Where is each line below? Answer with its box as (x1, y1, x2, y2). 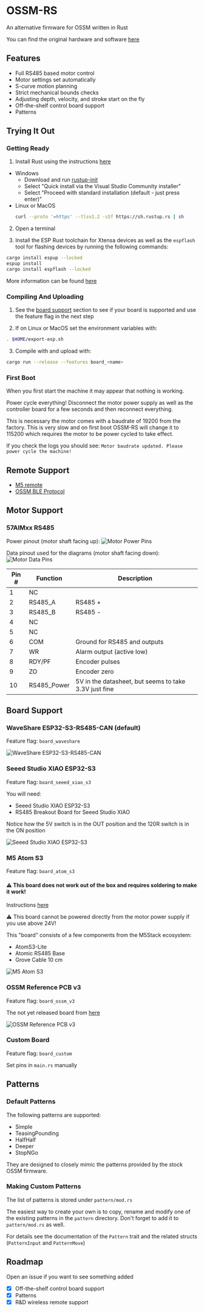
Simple (15, 1123, 33, 1130)
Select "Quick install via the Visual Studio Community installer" (24, 183, 181, 190)
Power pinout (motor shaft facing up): (6, 537, 100, 545)
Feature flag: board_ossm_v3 (6, 997, 75, 1005)
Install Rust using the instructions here (15, 158, 111, 165)
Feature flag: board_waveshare (6, 737, 81, 745)
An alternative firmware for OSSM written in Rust (6, 24, 129, 31)
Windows (15, 170, 39, 177)
